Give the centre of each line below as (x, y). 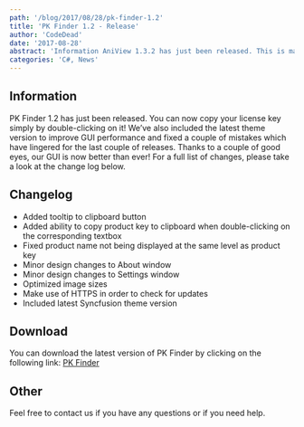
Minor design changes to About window (97, 264)
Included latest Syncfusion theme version (100, 303)
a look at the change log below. (68, 166)
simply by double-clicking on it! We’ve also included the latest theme (138, 128)
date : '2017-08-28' (46, 43)
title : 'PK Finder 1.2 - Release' (75, 26)
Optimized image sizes (65, 284)
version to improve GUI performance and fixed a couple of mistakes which (148, 138)
